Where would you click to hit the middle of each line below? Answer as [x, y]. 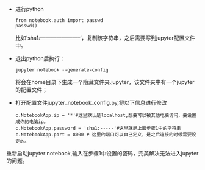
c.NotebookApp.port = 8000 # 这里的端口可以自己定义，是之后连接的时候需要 [103, 135]
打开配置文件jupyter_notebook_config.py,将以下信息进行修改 [91, 103]
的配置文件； [31, 90]
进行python [29, 9]
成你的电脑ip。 [32, 122]
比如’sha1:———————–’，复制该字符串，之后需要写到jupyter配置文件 [105, 38]
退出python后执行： [40, 58]
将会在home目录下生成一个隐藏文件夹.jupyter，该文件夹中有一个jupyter [105, 82]
